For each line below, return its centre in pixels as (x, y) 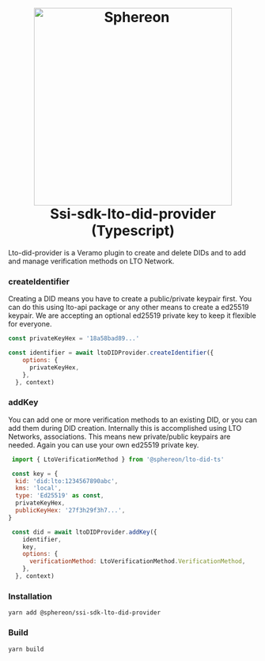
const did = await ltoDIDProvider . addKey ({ (84, 532)
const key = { (35, 474)
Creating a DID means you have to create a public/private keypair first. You (130, 299)
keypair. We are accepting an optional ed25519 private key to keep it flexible (132, 315)
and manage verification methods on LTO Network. (91, 261)
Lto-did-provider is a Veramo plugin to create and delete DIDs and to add (127, 252)
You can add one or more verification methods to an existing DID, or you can (132, 419)
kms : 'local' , (38, 489)
